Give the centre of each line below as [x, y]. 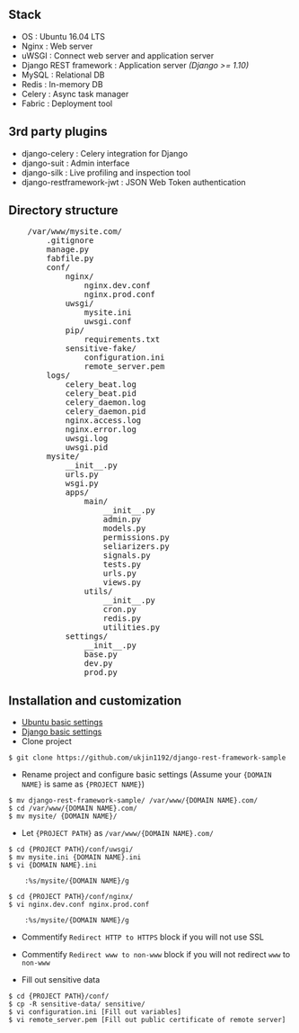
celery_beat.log [101, 385]
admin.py [122, 520]
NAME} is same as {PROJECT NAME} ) [83, 784]
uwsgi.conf [108, 322]
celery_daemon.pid [106, 412]
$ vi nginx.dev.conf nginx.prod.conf [79, 905]
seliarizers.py [136, 547]
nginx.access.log [103, 421]
